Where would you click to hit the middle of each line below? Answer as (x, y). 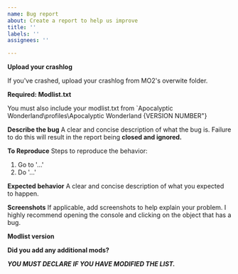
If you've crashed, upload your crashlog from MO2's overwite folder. (108, 81)
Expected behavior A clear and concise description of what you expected (116, 186)
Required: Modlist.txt (39, 95)
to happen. (23, 194)
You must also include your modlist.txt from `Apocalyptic (90, 108)
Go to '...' (31, 165)
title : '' (22, 27)
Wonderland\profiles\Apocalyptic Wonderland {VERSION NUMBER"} (107, 116)
